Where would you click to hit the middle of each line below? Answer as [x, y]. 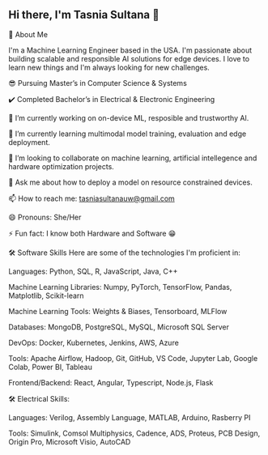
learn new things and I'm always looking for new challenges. [109, 67]
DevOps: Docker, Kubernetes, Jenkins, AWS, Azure [94, 342]
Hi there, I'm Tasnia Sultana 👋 [84, 15]
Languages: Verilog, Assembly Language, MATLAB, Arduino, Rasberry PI [130, 417]
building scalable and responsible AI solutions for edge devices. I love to [129, 58]
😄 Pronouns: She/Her [45, 217]
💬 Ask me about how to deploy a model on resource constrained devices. [130, 182]
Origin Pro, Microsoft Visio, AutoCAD [70, 441]
